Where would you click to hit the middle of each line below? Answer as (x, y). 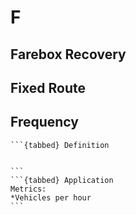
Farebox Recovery (68, 54)
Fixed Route (48, 87)
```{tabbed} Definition (60, 145)
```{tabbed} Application (62, 180)
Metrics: (28, 189)
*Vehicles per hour (51, 197)
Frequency (44, 122)
